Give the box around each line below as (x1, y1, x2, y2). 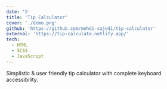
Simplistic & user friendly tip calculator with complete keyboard (6, 69, 162, 76)
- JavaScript (11, 53, 44, 59)
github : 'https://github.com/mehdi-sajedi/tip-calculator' (6, 25, 156, 32)
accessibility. (6, 76, 39, 83)
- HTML (11, 42, 28, 48)
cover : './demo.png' (6, 20, 58, 26)
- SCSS (11, 48, 28, 54)
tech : (6, 36, 20, 42)
